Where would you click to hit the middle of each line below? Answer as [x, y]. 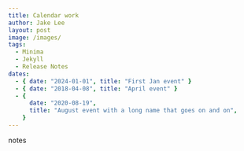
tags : [17, 45]
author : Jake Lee [37, 23]
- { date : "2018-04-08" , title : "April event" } [96, 88]
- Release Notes [42, 67]
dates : [19, 74]
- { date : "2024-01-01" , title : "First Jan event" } [104, 81]
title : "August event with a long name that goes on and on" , [133, 111]
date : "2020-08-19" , [63, 103]
